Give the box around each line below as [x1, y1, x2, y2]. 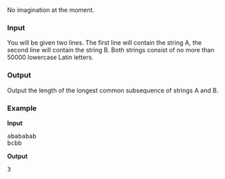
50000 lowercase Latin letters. [7, 53, 94, 61]
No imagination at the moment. [7, 6, 95, 14]
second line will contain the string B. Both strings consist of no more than [7, 46, 215, 54]
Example [7, 103, 37, 113]
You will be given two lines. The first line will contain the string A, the [7, 39, 202, 47]
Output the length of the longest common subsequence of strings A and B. [7, 86, 219, 94]
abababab [7, 132, 36, 140]
